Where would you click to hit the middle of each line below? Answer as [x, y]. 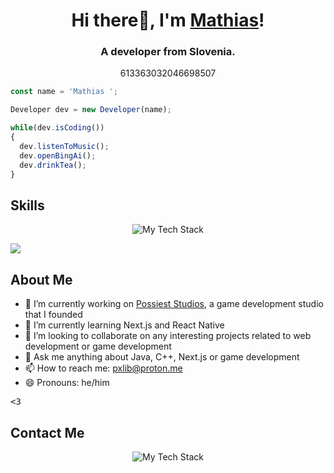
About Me [41, 279]
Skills [27, 205]
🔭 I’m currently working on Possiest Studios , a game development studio [174, 304]
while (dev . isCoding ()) [57, 128]
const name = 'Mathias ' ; [64, 92]
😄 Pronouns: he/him [67, 383]
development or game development [98, 346]
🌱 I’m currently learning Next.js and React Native [124, 325]
